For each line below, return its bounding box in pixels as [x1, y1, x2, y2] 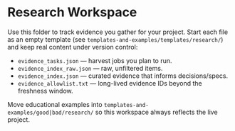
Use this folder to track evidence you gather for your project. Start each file [7, 28, 229, 36]
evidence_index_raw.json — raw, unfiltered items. [17, 64, 163, 72]
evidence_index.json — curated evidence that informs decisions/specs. [17, 72, 229, 80]
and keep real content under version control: [7, 42, 138, 51]
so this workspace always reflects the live [95, 108, 219, 116]
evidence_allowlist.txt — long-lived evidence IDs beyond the [17, 79, 202, 87]
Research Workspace [7, 4, 137, 21]
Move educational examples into [7, 100, 103, 108]
